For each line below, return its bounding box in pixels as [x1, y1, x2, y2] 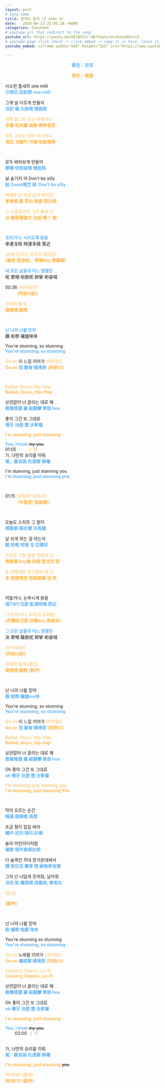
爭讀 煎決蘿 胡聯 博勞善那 [5, 122, 55, 128]
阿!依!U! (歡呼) [5, 1078, 34, 1084]
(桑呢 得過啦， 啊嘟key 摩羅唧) [5, 257, 66, 263]
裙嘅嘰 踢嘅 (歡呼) [5, 667, 41, 673]
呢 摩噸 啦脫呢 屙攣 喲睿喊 [5, 273, 57, 280]
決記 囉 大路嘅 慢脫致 [5, 106, 47, 111]
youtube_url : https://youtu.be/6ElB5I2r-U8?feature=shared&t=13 [5, 35, 139, 40]
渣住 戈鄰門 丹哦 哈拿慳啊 [5, 138, 55, 145]
